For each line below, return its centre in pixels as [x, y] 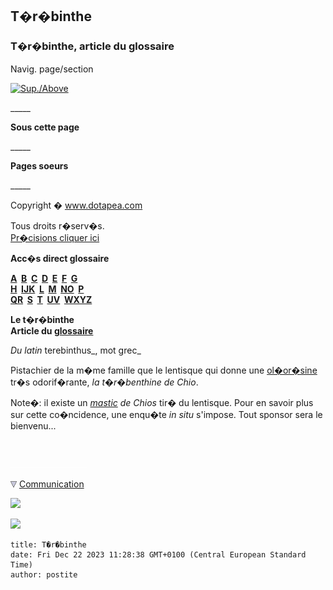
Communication [51, 484]
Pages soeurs [39, 165]
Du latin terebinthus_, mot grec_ [76, 350]
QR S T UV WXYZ [51, 299]
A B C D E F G [44, 278]
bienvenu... [33, 425]
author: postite [44, 574]
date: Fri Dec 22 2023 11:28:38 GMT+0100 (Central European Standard [158, 554]
